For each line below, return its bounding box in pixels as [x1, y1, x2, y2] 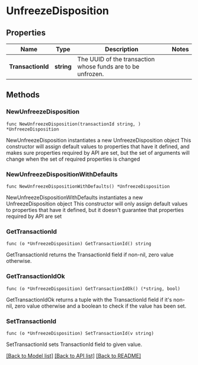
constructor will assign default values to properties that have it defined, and [6, 143, 190, 150]
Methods [6, 90, 40, 100]
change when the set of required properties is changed [6, 155, 140, 162]
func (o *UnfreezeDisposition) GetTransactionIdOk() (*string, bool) [6, 285, 181, 292]
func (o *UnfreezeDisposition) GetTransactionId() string [6, 241, 151, 247]
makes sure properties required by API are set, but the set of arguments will [6, 149, 190, 156]
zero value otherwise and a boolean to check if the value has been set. [14, 302, 187, 309]
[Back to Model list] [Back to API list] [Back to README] [6, 352, 141, 359]
